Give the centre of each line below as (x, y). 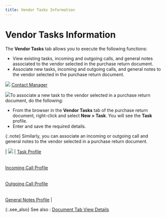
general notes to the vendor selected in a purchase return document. (76, 141)
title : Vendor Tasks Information (40, 10)
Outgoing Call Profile (27, 183)
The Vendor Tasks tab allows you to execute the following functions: (76, 49)
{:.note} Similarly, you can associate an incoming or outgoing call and (77, 136)
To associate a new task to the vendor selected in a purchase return (80, 95)
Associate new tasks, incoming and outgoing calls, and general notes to (87, 69)
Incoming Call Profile (27, 168)
